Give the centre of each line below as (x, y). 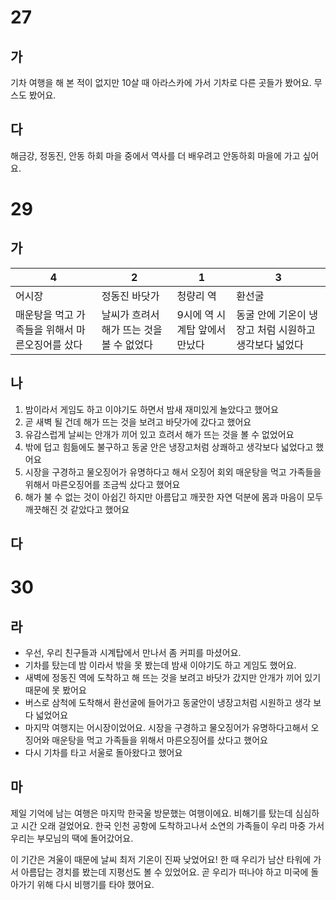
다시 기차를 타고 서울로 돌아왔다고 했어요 (103, 753)
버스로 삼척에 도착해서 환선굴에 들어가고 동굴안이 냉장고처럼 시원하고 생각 (168, 703)
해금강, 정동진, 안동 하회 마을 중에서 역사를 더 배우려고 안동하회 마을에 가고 (155, 155)
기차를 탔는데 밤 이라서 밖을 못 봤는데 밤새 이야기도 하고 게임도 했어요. (160, 665)
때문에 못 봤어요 (55, 690)
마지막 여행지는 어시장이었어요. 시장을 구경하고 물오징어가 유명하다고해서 (166, 728)
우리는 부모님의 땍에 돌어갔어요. (72, 838)
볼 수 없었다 (127, 344)
